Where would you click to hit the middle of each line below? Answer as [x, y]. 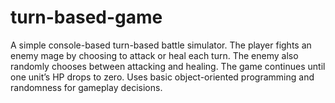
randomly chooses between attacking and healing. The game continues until [168, 66]
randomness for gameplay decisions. [86, 87]
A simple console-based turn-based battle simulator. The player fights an [161, 45]
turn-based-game [86, 17]
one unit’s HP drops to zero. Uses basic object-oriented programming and [162, 77]
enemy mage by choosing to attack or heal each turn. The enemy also [154, 55]
